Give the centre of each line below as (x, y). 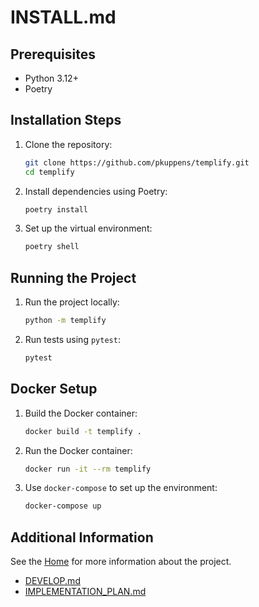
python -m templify (65, 321)
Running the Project (73, 277)
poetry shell (52, 247)
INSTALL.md (63, 17)
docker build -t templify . (83, 431)
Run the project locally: (72, 302)
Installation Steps (66, 120)
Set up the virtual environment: (88, 228)
